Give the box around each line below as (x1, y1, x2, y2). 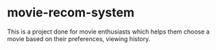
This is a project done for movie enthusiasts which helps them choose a (7, 27, 211, 36)
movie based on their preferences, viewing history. (7, 34, 151, 42)
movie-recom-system (7, 5, 135, 21)
